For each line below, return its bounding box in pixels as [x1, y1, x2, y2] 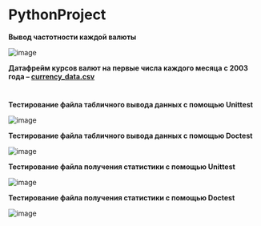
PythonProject [8, 6, 106, 24]
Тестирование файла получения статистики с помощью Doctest [8, 193, 235, 203]
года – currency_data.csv [8, 71, 95, 81]
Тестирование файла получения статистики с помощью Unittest [8, 162, 236, 172]
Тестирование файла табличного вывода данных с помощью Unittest [8, 100, 254, 110]
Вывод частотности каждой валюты [8, 32, 137, 42]
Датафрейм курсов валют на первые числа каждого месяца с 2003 [8, 63, 248, 73]
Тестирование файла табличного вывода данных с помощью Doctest [8, 131, 253, 141]
